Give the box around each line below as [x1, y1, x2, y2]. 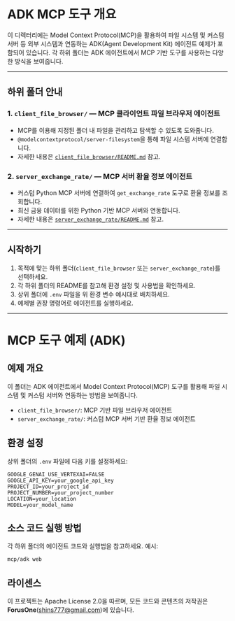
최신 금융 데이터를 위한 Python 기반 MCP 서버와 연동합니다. [17, 206, 180, 214]
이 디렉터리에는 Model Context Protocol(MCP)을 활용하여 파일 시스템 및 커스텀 [7, 31, 225, 39]
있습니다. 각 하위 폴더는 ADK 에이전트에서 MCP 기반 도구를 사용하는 [25, 48, 211, 57]
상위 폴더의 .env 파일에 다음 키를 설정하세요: [7, 457, 128, 465]
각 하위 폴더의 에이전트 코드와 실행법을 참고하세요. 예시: [7, 542, 159, 550]
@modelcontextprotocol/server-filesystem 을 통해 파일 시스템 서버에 [17, 134, 209, 143]
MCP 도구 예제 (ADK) [7, 332, 126, 348]
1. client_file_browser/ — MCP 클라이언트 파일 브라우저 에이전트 [7, 109, 220, 119]
